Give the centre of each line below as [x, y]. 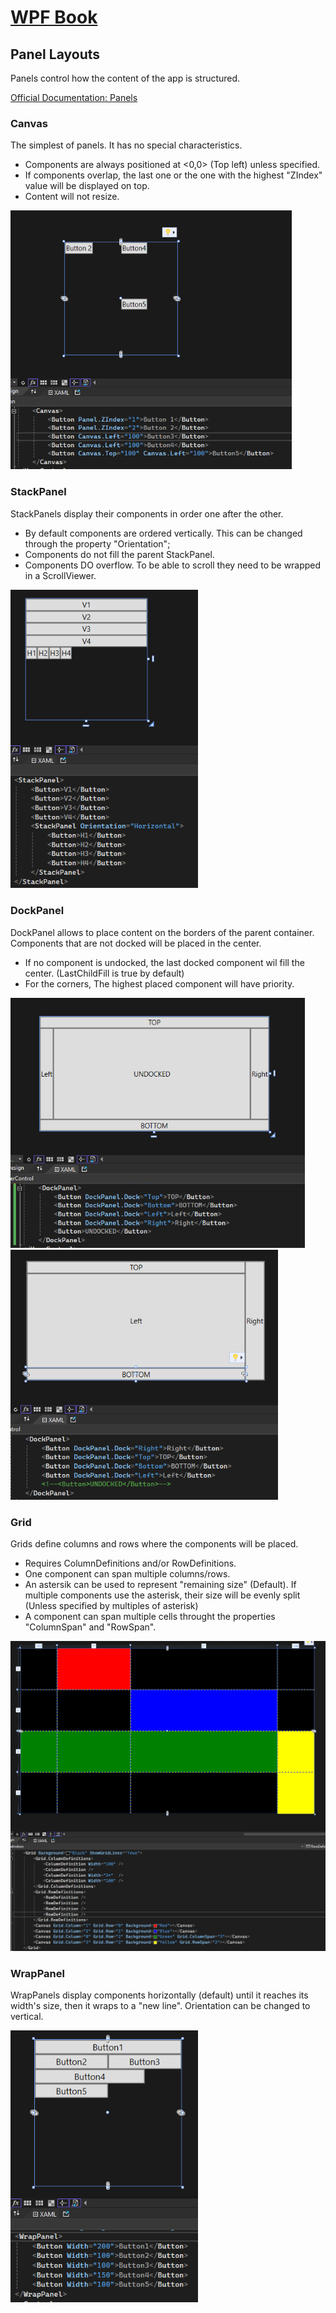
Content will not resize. [72, 197]
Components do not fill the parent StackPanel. [119, 554]
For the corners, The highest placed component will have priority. [159, 983]
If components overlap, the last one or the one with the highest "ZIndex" [173, 175]
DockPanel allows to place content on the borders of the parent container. [162, 932]
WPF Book [54, 17]
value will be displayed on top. [87, 186]
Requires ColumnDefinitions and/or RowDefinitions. [130, 1563]
